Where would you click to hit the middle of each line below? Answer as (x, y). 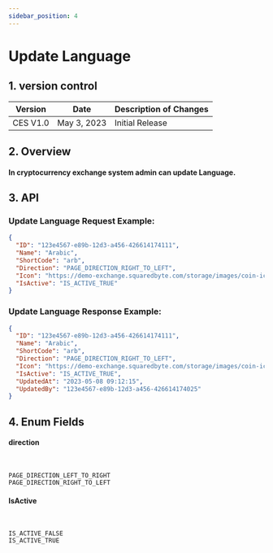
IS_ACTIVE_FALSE (36, 533)
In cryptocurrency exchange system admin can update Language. (122, 172)
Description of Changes (161, 109)
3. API (24, 198)
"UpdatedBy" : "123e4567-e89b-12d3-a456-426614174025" (108, 389)
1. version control (53, 86)
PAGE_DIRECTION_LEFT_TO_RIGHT (60, 475)
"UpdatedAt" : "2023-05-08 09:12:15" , (80, 381)
